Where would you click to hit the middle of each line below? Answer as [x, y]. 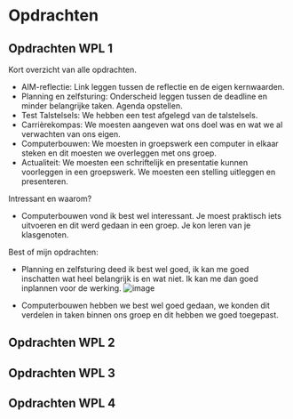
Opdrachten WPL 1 [60, 48]
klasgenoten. [45, 235]
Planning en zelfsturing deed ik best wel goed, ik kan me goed [135, 269]
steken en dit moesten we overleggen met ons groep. [119, 153]
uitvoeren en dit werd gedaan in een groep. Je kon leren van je [136, 225]
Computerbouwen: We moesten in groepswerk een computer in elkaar [150, 144]
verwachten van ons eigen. [71, 134]
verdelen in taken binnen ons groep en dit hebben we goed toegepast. [150, 315]
